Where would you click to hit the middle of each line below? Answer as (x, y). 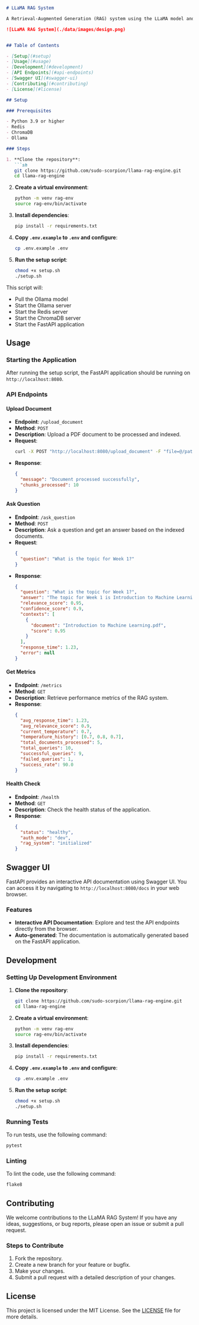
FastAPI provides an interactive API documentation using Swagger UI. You (97, 882)
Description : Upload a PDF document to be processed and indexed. (98, 435)
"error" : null (38, 653)
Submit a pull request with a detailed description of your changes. (95, 1277)
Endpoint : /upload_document (49, 422)
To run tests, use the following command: (57, 1135)
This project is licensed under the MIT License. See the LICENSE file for (94, 1311)
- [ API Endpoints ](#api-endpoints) (50, 73)
